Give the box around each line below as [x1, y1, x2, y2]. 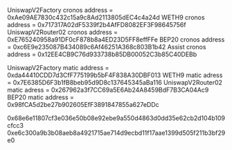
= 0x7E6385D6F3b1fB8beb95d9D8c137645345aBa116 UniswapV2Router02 [7, 78, 223, 86]
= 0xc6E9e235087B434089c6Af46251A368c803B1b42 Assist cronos [7, 43, 206, 51]
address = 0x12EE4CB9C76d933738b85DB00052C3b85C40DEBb [7, 50, 197, 58]
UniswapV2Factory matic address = [7, 64, 109, 72]
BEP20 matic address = [7, 93, 75, 101]
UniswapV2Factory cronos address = [7, 6, 114, 14]
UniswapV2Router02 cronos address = [7, 28, 118, 36]
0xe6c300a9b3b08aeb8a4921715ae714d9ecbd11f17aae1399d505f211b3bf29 [7, 128, 226, 137]
